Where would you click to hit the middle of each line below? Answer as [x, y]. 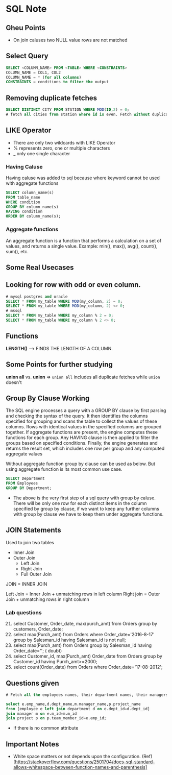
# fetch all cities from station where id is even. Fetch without [78, 114]
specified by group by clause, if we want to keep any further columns [86, 509]
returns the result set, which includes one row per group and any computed [85, 449]
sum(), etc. [17, 251]
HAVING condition [24, 212]
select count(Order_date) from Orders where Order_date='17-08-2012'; [88, 667]
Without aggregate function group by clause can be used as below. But [80, 464]
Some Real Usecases [40, 267]
